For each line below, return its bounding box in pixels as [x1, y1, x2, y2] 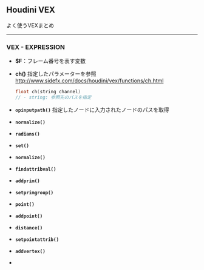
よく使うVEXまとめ [6, 21, 55, 29]
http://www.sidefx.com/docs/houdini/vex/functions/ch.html [15, 77, 164, 84]
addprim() [15, 178, 41, 184]
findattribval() [15, 166, 56, 172]
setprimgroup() [15, 189, 54, 196]
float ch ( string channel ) [15, 89, 81, 95]
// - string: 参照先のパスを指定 [15, 94, 92, 100]
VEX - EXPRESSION [6, 42, 66, 51]
